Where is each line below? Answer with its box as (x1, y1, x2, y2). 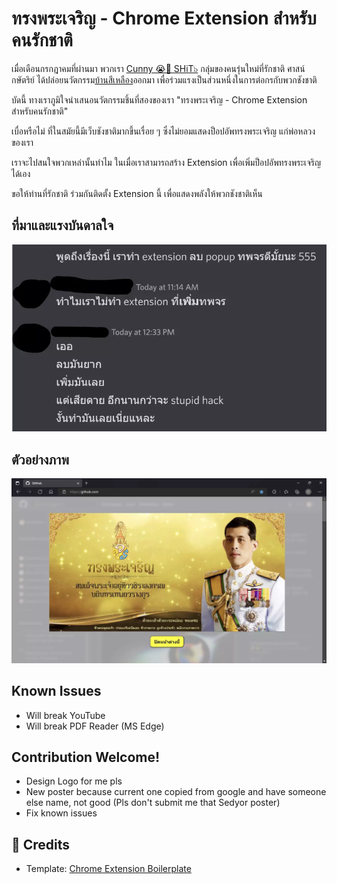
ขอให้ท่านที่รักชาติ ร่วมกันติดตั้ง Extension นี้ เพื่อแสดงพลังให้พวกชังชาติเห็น (11, 187, 263, 199)
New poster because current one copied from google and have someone (25, 786, 327, 798)
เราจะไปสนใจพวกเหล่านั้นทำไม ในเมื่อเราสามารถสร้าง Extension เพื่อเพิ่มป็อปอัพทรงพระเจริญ (11, 156, 322, 168)
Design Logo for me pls (25, 775, 123, 787)
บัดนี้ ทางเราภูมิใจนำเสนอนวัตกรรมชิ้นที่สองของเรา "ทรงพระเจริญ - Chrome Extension (11, 93, 308, 106)
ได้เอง (11, 167, 31, 179)
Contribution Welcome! (11, 748, 161, 766)
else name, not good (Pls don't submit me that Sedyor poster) (25, 797, 281, 809)
